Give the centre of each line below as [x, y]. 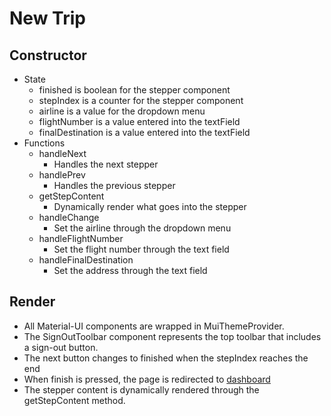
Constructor [48, 55]
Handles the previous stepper [114, 185]
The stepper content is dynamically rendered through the [141, 389]
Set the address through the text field [130, 270]
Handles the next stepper [106, 164]
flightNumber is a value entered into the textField [139, 121]
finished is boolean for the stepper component [134, 90]
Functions [44, 143]
